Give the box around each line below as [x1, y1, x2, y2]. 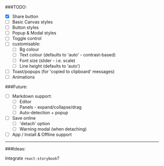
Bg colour [19, 46, 39, 53]
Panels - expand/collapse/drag [19, 104, 82, 110]
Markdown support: [12, 93, 52, 99]
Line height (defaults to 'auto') [19, 63, 81, 69]
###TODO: [5, 4, 27, 10]
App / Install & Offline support [12, 131, 72, 138]
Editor [19, 98, 32, 104]
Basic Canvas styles [12, 19, 53, 25]
